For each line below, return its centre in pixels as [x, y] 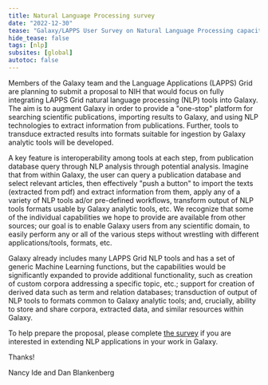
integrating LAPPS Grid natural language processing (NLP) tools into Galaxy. [133, 100]
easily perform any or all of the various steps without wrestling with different [134, 234]
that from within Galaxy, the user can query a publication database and [125, 175]
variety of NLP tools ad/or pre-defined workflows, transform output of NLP [131, 200]
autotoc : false [33, 61]
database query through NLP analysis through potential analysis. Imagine [128, 166]
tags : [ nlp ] [28, 46]
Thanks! [22, 357]
